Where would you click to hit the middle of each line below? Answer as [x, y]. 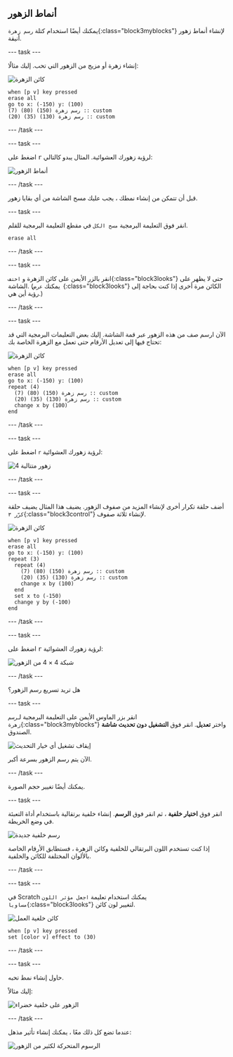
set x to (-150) [38, 596]
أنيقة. [15, 38]
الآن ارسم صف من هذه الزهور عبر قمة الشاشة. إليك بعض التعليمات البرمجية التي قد [117, 334]
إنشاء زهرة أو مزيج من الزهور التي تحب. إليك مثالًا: [73, 65]
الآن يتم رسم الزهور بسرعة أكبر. [50, 759]
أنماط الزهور [32, 14]
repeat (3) [24, 559]
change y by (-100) [43, 602]
